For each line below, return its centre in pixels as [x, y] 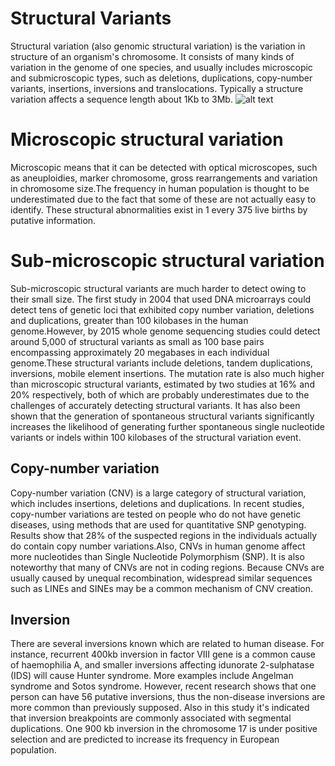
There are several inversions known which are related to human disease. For [167, 644]
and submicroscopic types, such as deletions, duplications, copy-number [161, 78]
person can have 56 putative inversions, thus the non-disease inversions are [168, 697]
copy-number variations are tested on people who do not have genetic [156, 514]
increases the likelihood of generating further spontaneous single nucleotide [168, 426]
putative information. [53, 220]
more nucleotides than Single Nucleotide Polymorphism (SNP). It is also [157, 556]
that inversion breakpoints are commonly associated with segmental [151, 718]
